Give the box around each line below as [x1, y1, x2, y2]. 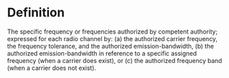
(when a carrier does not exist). [7, 64, 96, 72]
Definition [7, 5, 65, 21]
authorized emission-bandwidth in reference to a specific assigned [7, 49, 197, 57]
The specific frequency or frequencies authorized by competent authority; [7, 27, 218, 36]
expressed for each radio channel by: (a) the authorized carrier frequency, [7, 34, 218, 42]
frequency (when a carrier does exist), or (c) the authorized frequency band [7, 56, 222, 64]
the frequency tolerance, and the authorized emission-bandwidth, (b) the [7, 42, 215, 50]
